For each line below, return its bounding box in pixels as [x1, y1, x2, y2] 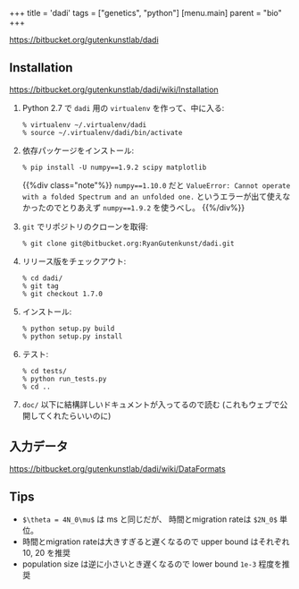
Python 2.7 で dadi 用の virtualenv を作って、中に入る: [21, 102, 225, 113]
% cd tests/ [21, 366, 67, 375]
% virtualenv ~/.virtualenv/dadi [21, 120, 147, 129]
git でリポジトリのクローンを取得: [21, 221, 149, 232]
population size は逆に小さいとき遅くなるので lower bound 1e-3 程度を [21, 559, 283, 569]
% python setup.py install [21, 331, 123, 341]
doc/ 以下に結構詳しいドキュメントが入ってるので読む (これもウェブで [21, 398, 280, 410]
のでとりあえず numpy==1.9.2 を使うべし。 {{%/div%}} [46, 201, 245, 213]
